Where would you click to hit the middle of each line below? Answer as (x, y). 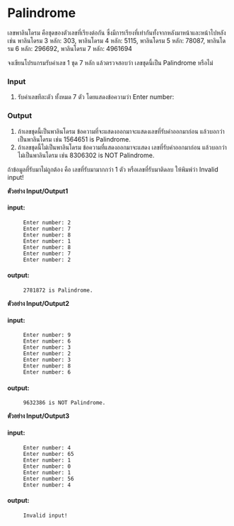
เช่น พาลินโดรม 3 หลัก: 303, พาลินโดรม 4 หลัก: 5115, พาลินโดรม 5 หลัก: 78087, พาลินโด (117, 40)
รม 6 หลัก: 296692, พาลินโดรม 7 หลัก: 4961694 (70, 48)
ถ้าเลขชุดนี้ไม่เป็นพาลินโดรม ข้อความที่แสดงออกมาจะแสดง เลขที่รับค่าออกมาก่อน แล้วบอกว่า (122, 147)
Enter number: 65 (48, 454)
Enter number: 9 (47, 335)
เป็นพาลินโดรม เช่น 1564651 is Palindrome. (74, 139)
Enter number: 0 (47, 466)
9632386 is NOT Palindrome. (64, 403)
